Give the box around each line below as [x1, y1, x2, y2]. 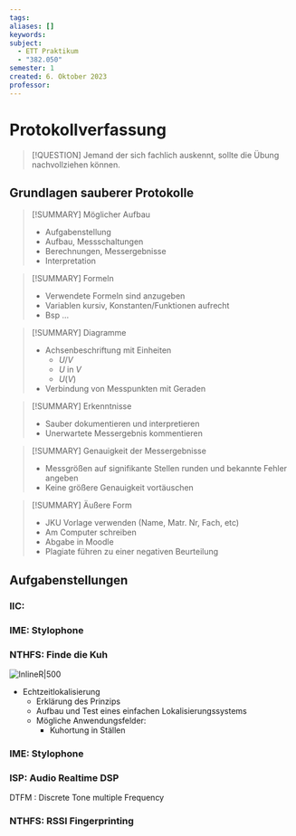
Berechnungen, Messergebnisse [44, 246, 167, 257]
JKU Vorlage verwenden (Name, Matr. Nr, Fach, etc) [44, 518, 240, 528]
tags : [9, 13, 30, 23]
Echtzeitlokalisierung [22, 686, 101, 697]
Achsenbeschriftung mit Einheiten [44, 345, 172, 356]
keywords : [9, 30, 47, 39]
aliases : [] [9, 22, 54, 31]
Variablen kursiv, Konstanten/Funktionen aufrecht [44, 300, 230, 311]
